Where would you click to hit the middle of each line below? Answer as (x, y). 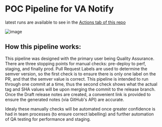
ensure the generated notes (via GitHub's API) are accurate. (65, 99)
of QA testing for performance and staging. (48, 119)
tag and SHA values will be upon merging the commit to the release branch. (80, 89)
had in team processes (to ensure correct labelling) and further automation (79, 114)
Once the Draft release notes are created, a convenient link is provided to (78, 94)
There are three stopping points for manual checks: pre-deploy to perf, (75, 63)
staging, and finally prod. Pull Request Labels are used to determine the (76, 69)
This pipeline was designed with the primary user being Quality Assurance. (80, 58)
